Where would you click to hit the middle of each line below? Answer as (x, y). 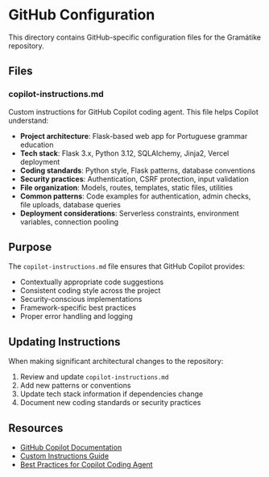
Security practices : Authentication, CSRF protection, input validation (134, 178)
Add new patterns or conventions (75, 386)
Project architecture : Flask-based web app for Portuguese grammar (134, 136)
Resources (36, 428)
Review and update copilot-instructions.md (94, 377)
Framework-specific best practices (78, 308)
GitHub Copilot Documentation (71, 448)
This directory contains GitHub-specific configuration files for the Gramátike (135, 37)
